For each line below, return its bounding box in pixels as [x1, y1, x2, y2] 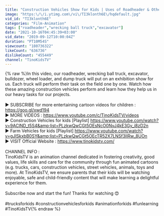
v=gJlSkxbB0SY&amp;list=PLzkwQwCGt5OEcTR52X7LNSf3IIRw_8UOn [5, 133, 147, 139]
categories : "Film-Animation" [5, 21, 67, 26]
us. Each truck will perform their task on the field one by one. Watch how [5, 81, 152, 87]
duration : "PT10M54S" [5, 39, 49, 44]
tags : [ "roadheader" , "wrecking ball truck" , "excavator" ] [5, 25, 123, 30]
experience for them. [5, 180, 47, 186]
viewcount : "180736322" [5, 44, 54, 48]
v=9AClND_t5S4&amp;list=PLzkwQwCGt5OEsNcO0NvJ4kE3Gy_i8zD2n [5, 123, 149, 129]
